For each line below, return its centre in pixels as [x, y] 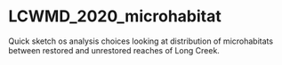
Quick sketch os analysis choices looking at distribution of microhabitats [141, 41]
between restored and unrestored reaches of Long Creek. [114, 50]
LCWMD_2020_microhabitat [115, 16]
